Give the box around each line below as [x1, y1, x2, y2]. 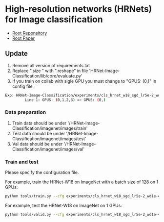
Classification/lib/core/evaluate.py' [12, 73, 82, 79]
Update [5, 49, 28, 58]
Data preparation [5, 109, 46, 116]
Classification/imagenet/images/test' [12, 136, 86, 142]
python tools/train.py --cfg [5, 194, 64, 199]
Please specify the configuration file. [5, 170, 79, 175]
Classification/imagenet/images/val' [12, 146, 84, 152]
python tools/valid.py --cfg [5, 212, 64, 217]
